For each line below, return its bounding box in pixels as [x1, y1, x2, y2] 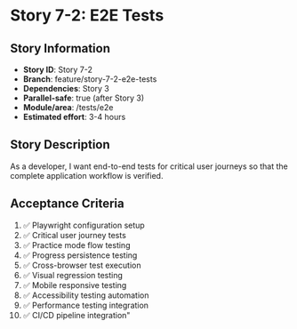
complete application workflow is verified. [10, 170, 164, 181]
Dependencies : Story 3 [22, 84, 109, 93]
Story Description [10, 137, 110, 152]
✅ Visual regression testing [22, 269, 124, 280]
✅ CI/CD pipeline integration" [22, 309, 131, 320]
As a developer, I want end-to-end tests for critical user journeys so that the [10, 161, 288, 172]
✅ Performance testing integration [22, 300, 149, 310]
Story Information [10, 41, 110, 56]
